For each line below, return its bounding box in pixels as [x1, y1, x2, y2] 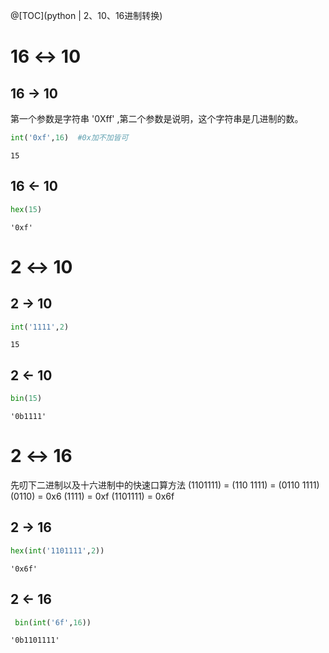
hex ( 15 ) [10, 204, 43, 214]
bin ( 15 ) [10, 394, 43, 404]
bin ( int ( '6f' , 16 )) [14, 617, 92, 628]
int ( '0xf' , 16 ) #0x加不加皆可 [10, 133, 129, 143]
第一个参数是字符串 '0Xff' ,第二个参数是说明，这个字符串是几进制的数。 [10, 113, 304, 124]
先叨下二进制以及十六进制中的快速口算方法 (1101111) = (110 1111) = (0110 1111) [10, 479, 320, 491]
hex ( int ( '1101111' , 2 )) [10, 545, 105, 556]
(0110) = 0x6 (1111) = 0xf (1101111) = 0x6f [10, 490, 175, 503]
